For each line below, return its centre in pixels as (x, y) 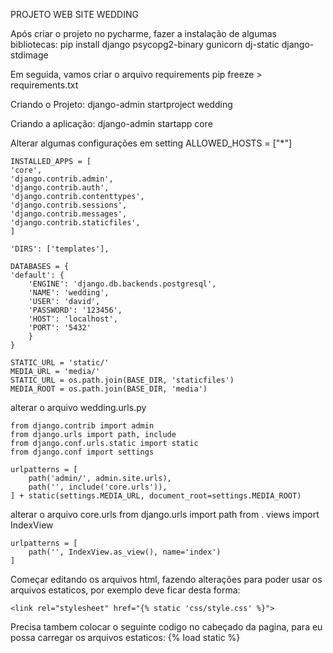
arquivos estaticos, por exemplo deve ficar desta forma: (125, 590)
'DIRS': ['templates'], (60, 249)
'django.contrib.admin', (62, 179)
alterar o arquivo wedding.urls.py (78, 407)
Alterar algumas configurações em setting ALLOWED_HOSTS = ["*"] (151, 143)
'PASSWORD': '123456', (75, 310)
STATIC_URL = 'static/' (60, 363)
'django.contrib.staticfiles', (75, 223)
